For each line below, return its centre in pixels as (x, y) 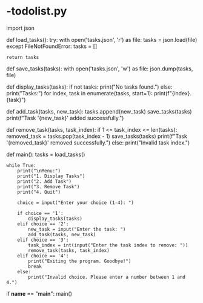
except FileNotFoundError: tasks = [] (52, 46)
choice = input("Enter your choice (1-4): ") (76, 203)
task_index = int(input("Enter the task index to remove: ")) (108, 245)
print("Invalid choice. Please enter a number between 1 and (107, 277)
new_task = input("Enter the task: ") (77, 229)
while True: (21, 165)
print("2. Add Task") (44, 181)
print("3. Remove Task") (48, 186)
